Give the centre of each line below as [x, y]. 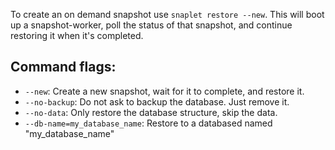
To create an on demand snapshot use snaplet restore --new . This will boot [167, 14]
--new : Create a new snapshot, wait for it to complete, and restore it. [164, 91]
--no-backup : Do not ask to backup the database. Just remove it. [157, 101]
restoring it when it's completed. [77, 35]
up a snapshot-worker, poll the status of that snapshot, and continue [151, 25]
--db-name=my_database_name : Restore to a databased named [148, 123]
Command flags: [63, 67]
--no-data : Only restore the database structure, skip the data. [151, 112]
